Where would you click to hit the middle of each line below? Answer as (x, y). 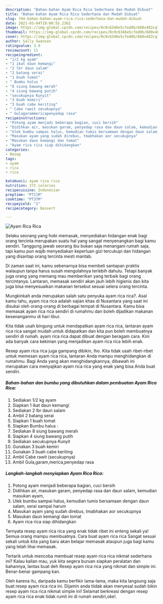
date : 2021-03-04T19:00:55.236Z (38, 23)
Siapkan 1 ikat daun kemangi (41, 405)
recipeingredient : (24, 55)
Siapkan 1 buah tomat (34, 421)
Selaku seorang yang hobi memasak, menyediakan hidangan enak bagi (76, 236)
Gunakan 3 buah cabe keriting (43, 452)
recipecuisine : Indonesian (33, 190)
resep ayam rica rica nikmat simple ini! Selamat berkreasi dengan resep (77, 591)
